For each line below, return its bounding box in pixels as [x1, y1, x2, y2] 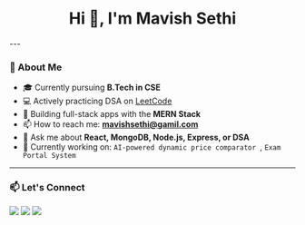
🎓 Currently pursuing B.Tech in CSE [22, 82, 162, 93]
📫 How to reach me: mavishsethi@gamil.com [22, 119, 199, 130]
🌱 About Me [9, 61, 63, 73]
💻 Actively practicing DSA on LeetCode [22, 95, 172, 107]
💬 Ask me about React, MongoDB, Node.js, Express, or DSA [22, 132, 250, 143]
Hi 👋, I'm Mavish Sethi [68, 8, 237, 29]
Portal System [22, 152, 76, 161]
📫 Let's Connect [9, 181, 85, 194]
